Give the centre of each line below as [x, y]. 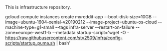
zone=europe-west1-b [28, 32]
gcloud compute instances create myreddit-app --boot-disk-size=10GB [79, 17]
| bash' [63, 43]
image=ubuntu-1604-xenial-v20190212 [45, 22]
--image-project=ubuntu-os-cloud [122, 22]
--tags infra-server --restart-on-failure [95, 27]
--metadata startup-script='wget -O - [91, 32]
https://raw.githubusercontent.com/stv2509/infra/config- [64, 38]
